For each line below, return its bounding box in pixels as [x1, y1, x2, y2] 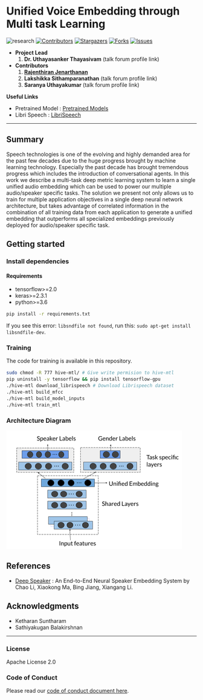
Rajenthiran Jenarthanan [24, 68, 88, 75]
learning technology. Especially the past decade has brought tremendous [6, 163, 189, 170]
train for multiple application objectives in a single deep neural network [6, 195, 183, 203]
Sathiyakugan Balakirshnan [14, 624, 83, 631]
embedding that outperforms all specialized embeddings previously [6, 215, 175, 222]
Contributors [14, 62, 48, 69]
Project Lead [14, 49, 48, 56]
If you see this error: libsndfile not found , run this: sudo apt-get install [6, 322, 192, 329]
